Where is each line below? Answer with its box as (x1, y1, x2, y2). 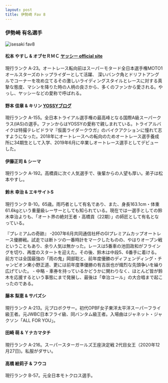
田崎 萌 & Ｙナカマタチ (5, 329, 51, 335)
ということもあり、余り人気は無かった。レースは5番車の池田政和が (5, 243, 143, 249)
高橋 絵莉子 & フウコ (5, 360, 46, 366)
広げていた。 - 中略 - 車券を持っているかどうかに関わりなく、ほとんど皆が (5, 268, 158, 274)
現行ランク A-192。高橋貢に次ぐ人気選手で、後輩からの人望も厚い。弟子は (5, 170, 158, 176)
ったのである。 (5, 280, 36, 286)
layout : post (5, 7, 32, 12)
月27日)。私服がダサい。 (5, 348, 56, 354)
